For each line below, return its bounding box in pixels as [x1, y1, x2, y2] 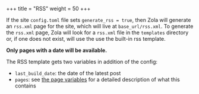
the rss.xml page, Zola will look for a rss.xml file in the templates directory [6, 29, 189, 36]
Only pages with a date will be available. [6, 47, 108, 54]
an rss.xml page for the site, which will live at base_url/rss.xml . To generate [6, 23, 194, 30]
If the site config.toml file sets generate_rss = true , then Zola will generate [6, 17, 191, 23]
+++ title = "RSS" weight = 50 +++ [6, 5, 91, 12]
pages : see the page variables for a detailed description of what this [14, 76, 180, 83]
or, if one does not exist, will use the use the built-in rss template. [6, 35, 166, 42]
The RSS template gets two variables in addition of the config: [6, 59, 158, 65]
